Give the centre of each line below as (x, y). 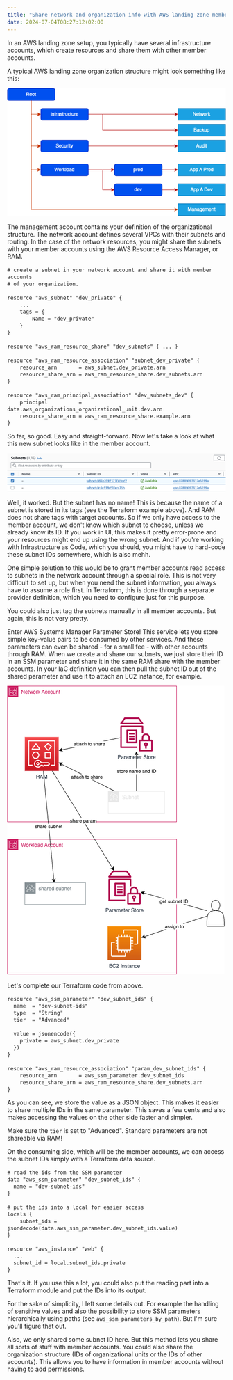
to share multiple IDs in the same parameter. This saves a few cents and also (116, 1110)
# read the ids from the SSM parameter (65, 1173)
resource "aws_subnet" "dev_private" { (65, 298)
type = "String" (38, 1013)
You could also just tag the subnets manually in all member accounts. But (112, 611)
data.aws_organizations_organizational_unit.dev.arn (85, 410)
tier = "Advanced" (42, 1020)
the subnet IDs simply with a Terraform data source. (81, 1159)
